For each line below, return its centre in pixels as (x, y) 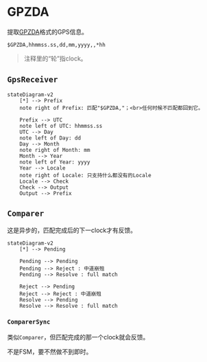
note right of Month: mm (55, 150)
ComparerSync (29, 322)
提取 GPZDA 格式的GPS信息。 (47, 32)
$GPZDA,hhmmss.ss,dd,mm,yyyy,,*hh (57, 45)
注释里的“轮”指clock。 (55, 58)
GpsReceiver (33, 80)
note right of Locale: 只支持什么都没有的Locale (86, 175)
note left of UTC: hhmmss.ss (61, 126)
